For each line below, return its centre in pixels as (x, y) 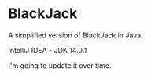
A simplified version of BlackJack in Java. (75, 35)
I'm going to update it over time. (60, 65)
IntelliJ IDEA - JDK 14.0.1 (48, 50)
